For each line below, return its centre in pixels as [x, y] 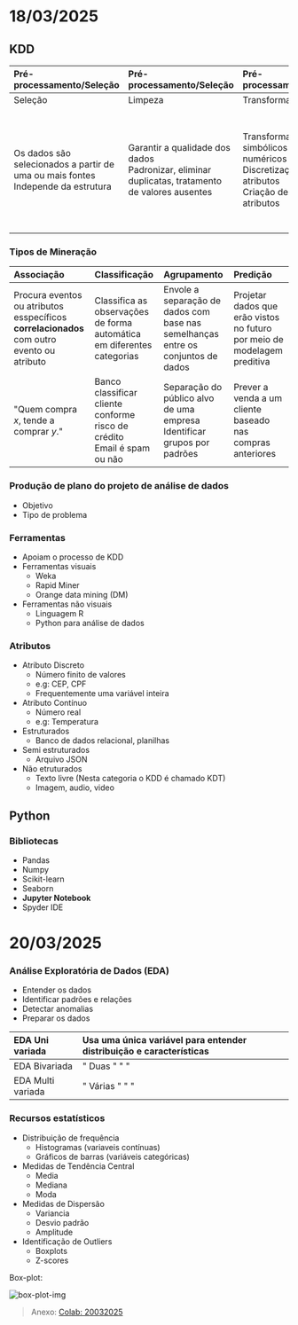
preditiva [252, 362]
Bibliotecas [34, 841]
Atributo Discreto [53, 665]
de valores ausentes [170, 192]
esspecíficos [40, 318]
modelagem [259, 350]
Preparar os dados [56, 1018]
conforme [115, 415]
